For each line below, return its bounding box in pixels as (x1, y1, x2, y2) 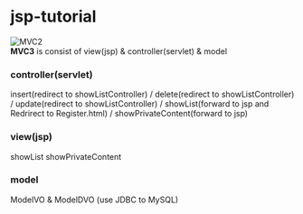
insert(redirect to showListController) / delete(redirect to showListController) (10, 88, 295, 100)
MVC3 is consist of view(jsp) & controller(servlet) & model (10, 45, 228, 56)
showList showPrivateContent (10, 151, 122, 162)
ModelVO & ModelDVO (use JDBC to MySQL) (10, 194, 179, 205)
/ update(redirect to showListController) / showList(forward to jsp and (10, 98, 270, 109)
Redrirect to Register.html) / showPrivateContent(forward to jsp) (10, 108, 248, 119)
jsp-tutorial (10, 6, 97, 27)
